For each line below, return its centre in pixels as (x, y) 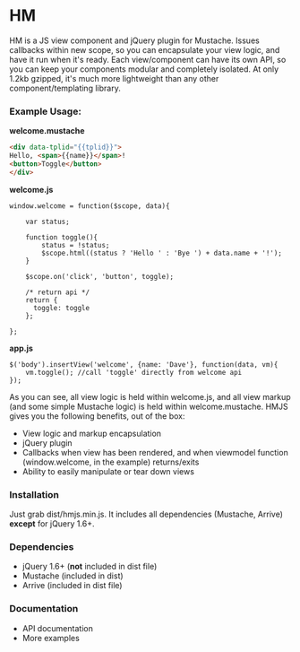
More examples (51, 638)
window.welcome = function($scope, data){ (90, 206)
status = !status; (76, 245)
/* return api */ (58, 292)
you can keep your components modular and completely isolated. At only (144, 69)
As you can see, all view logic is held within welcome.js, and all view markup (150, 396)
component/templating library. (65, 88)
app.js (21, 348)
